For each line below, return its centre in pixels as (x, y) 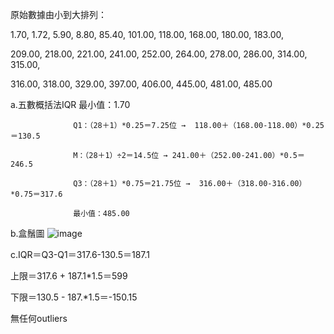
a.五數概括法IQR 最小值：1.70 (70, 104)
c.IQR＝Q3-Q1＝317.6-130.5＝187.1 (80, 254)
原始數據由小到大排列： (58, 14)
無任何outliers (39, 318)
